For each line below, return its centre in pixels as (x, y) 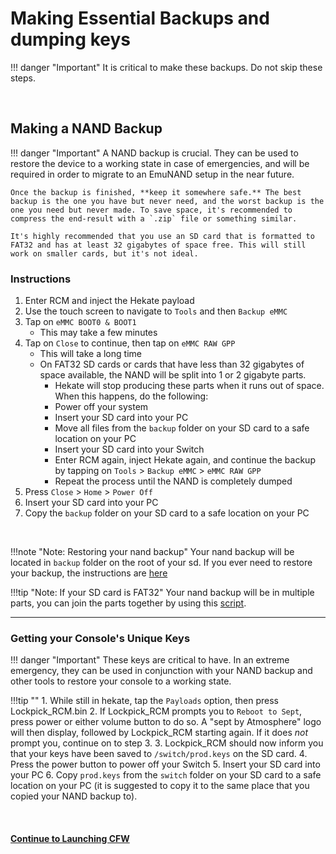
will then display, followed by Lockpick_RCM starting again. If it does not (159, 733)
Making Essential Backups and (140, 18)
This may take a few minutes (98, 333)
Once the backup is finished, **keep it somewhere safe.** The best (156, 192)
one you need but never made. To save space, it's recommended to (151, 210)
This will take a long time (90, 354)
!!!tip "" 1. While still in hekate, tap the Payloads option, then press (144, 701)
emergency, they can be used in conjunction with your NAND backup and (161, 671)
